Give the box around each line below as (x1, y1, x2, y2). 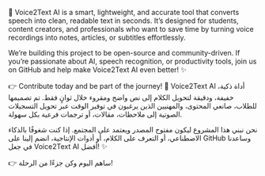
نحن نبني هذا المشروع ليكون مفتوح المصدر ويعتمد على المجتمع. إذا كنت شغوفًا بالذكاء (8, 125, 258, 134)
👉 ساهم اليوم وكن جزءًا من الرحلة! (8, 159, 113, 167)
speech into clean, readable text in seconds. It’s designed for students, (8, 16, 239, 25)
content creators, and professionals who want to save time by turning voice (8, 25, 255, 33)
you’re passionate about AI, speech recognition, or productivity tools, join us (8, 56, 257, 66)
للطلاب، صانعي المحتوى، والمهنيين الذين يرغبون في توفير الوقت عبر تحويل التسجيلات (8, 101, 257, 110)
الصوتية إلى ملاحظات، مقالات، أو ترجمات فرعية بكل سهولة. (8, 109, 183, 119)
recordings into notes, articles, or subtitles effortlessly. (8, 33, 186, 42)
